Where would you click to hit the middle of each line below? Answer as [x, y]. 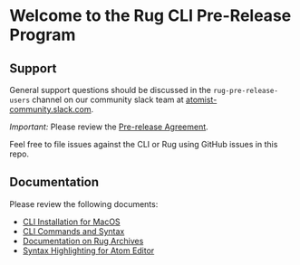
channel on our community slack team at [107, 99]
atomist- [201, 99]
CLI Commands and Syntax [73, 231]
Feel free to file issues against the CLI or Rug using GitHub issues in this [144, 144]
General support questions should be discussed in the [110, 90]
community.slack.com [51, 109]
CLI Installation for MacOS [71, 222]
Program [43, 35]
